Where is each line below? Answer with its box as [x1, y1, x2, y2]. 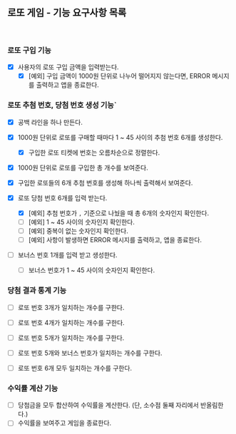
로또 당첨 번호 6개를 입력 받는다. [17, 193, 108, 202]
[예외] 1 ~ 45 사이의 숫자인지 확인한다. [28, 217, 135, 226]
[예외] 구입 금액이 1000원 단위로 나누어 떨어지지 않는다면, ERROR [28, 72, 211, 81]
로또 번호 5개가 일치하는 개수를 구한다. [17, 334, 125, 342]
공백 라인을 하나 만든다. [17, 118, 83, 126]
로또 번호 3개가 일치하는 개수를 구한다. [17, 303, 125, 311]
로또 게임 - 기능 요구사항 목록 [7, 6, 127, 19]
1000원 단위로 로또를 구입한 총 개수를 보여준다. [17, 163, 148, 172]
